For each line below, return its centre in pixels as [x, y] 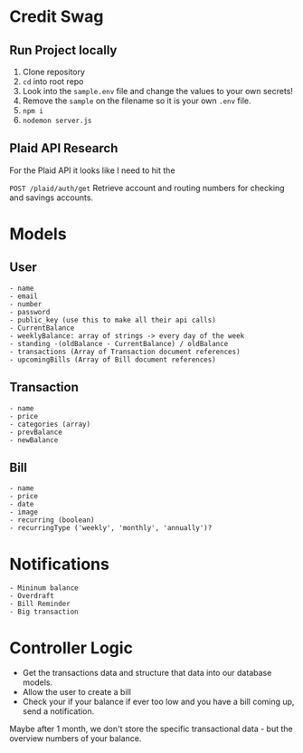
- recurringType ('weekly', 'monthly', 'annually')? [111, 528]
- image [24, 512]
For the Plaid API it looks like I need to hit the [92, 170]
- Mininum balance [44, 588]
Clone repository [54, 72]
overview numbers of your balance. [76, 739]
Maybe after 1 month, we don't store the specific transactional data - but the [151, 729]
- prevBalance [36, 432]
